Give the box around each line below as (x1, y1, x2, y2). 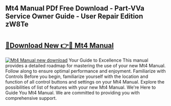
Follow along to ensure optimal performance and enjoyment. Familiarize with (5, 68, 166, 74)
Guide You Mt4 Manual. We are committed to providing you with (5, 90, 140, 96)
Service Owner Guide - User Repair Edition (5, 12, 143, 21)
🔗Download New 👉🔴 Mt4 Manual (5, 41, 114, 50)
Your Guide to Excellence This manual (68, 57, 149, 63)
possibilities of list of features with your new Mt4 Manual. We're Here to (5, 84, 156, 90)
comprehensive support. (5, 95, 57, 101)
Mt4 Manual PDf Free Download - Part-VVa (5, 4, 144, 13)
